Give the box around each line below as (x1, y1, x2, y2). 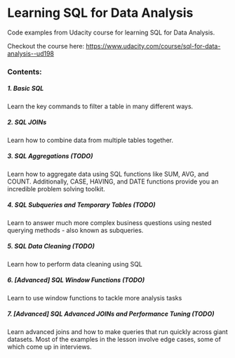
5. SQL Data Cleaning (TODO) (7, 242, 95, 250)
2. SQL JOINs (7, 118, 47, 127)
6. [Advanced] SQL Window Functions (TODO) (7, 276, 145, 284)
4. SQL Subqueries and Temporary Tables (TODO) (7, 200, 156, 209)
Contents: (7, 67, 42, 77)
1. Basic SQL (7, 84, 44, 93)
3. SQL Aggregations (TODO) (7, 152, 93, 160)
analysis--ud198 (7, 49, 55, 58)
